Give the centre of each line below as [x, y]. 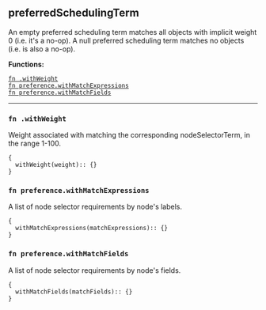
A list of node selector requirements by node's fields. [95, 270]
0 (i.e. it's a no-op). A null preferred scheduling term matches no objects [126, 40]
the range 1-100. [35, 144]
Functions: [27, 64]
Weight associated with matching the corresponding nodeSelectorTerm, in [129, 135]
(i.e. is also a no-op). [42, 49]
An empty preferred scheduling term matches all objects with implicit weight [133, 32]
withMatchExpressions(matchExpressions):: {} [92, 229]
